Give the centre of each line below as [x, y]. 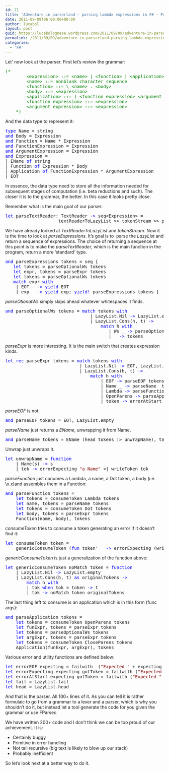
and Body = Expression [33, 136]
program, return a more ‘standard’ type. [46, 252]
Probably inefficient [33, 753]
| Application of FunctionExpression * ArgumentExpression [80, 171]
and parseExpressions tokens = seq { [52, 262]
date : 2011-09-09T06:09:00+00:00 [40, 19]
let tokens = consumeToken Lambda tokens [68, 498]
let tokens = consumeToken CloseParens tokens [74, 642]
